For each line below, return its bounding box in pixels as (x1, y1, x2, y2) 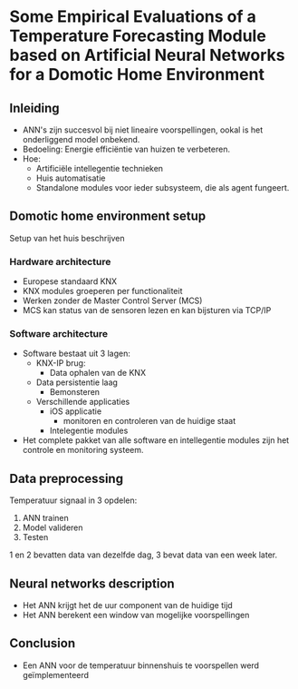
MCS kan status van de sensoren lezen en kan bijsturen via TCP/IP (22, 305, 272, 316)
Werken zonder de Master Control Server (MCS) (22, 295, 203, 306)
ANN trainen (22, 513, 70, 524)
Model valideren (22, 522, 83, 533)
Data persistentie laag (35, 377, 118, 388)
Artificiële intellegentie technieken (35, 163, 164, 173)
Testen (22, 532, 49, 543)
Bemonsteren (49, 387, 101, 398)
